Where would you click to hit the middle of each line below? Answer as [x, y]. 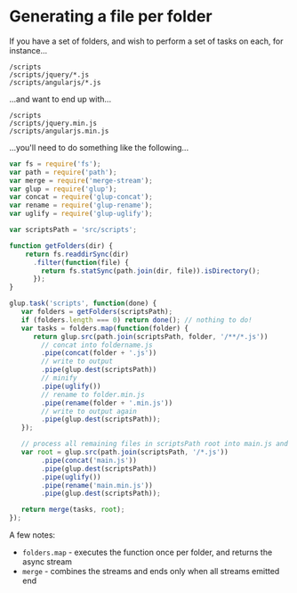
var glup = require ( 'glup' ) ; [63, 189]
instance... [28, 50]
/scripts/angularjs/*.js [55, 82]
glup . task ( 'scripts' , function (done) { [83, 304]
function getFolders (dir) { [61, 246]
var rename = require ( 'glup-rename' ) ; [81, 206]
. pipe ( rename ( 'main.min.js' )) [97, 485]
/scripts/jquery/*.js [49, 74]
